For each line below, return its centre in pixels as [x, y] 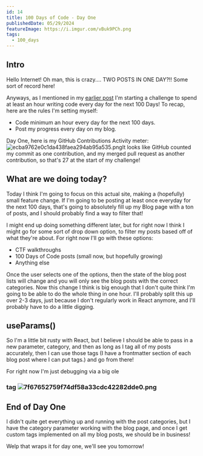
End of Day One [36, 407]
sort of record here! [31, 86]
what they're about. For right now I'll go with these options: [80, 238]
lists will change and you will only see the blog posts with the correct [92, 281]
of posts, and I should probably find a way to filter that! [75, 213]
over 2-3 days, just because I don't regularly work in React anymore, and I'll [101, 300]
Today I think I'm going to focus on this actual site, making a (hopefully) [95, 194]
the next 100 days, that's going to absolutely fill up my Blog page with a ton [100, 207]
